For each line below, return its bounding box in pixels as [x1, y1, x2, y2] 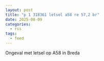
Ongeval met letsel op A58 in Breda [5, 49, 80, 56]
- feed [10, 36, 24, 41]
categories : [5, 21, 31, 27]
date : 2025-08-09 [5, 17, 43, 22]
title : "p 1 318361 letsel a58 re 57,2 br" [5, 12, 100, 17]
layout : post [5, 7, 33, 13]
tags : [5, 31, 17, 36]
